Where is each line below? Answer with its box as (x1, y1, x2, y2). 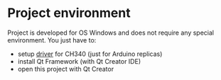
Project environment (7, 5, 131, 21)
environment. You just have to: (7, 35, 97, 44)
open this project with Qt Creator (17, 64, 114, 73)
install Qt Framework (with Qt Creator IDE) (17, 57, 141, 65)
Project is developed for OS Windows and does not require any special (7, 28, 215, 37)
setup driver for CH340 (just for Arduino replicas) (17, 50, 163, 58)
